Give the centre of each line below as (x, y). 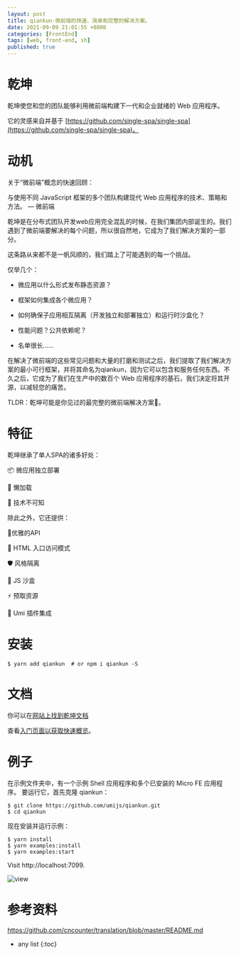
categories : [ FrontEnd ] (43, 34)
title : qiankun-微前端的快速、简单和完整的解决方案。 (79, 21)
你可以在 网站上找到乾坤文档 (48, 715)
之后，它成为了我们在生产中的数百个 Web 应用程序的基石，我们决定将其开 (121, 378)
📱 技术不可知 (26, 502)
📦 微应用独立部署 (34, 470)
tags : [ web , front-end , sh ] (49, 41)
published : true (31, 47)
